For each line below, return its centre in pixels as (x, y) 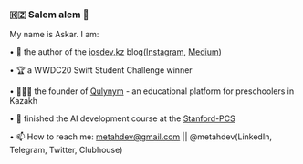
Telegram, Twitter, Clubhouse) (66, 150)
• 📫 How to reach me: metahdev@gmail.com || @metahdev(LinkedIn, (141, 137)
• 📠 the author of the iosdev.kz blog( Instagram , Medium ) (115, 52)
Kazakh (24, 101)
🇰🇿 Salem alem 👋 (49, 15)
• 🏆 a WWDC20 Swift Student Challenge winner (101, 70)
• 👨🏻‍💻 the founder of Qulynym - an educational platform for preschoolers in (152, 91)
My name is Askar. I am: (54, 35)
